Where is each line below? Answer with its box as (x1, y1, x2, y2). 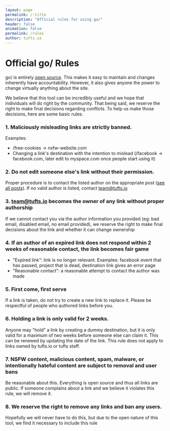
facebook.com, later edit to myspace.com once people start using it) (12, 155, 156, 162)
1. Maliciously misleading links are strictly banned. (5, 124, 132, 131)
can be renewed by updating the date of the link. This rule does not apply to (5, 337, 163, 343)
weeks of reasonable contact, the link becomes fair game (5, 245, 149, 252)
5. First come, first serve (5, 286, 67, 293)
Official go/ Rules (5, 58, 79, 69)
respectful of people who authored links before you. (5, 302, 114, 309)
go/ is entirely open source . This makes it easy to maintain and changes (5, 74, 155, 80)
